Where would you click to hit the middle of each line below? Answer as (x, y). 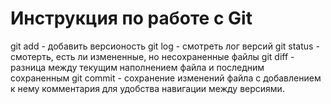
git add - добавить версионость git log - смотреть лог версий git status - (165, 46)
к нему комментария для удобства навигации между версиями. (147, 88)
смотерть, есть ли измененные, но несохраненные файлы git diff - (152, 56)
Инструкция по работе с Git (131, 18)
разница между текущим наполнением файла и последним (137, 67)
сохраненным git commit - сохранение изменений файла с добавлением (166, 78)
